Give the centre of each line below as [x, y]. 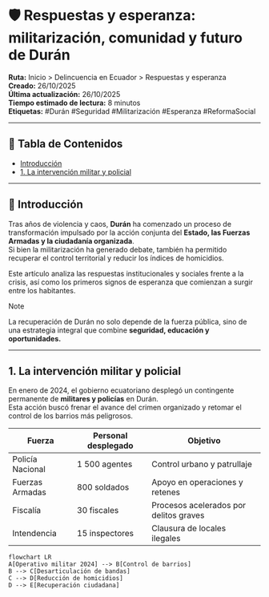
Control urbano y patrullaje [202, 464]
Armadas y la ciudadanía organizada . [71, 240]
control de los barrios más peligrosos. [71, 416]
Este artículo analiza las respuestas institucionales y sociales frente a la [126, 273]
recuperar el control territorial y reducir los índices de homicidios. [116, 258]
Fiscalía [27, 510]
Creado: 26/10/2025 [42, 86]
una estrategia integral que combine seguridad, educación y [109, 330]
